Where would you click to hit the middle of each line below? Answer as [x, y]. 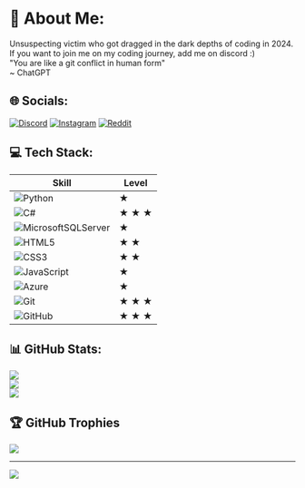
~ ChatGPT [30, 73]
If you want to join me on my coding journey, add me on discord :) [133, 53]
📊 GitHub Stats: [56, 349]
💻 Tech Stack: [51, 153]
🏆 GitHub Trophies [65, 422]
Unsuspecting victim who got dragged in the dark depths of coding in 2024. [151, 44]
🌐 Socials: [39, 101]
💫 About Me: [57, 19]
